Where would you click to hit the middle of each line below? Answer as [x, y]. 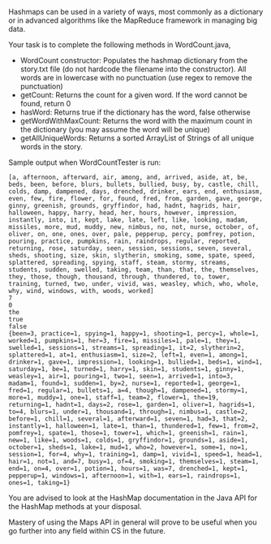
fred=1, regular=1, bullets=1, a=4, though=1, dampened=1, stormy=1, [129, 391]
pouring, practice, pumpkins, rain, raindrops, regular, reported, [125, 241]
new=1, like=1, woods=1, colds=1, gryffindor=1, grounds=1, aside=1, [129, 440]
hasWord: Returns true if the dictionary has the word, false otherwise [135, 112]
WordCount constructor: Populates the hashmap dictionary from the [134, 60]
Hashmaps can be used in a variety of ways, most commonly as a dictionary [136, 12]
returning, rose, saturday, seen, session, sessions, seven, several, [130, 248]
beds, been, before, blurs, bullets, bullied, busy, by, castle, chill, [134, 184]
